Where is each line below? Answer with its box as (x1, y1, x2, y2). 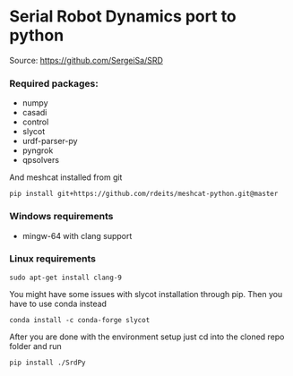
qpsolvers (22, 155, 60, 166)
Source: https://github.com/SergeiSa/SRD (9, 55, 164, 65)
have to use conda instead (9, 298, 108, 309)
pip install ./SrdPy (9, 358, 87, 367)
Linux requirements (9, 252, 97, 265)
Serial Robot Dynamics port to (9, 6, 237, 27)
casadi (22, 107, 47, 118)
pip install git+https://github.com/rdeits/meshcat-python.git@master (9, 190, 279, 199)
